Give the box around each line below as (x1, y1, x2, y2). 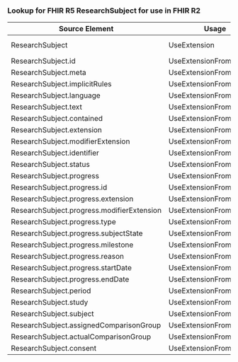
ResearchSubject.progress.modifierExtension (11, 206, 161, 216)
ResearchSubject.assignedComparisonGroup (11, 320, 161, 330)
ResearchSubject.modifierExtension (11, 136, 130, 146)
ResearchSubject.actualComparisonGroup (11, 332, 152, 341)
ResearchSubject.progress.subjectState (11, 228, 143, 238)
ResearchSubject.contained (11, 114, 103, 124)
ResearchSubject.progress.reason (11, 252, 125, 262)
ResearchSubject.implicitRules (11, 79, 112, 89)
